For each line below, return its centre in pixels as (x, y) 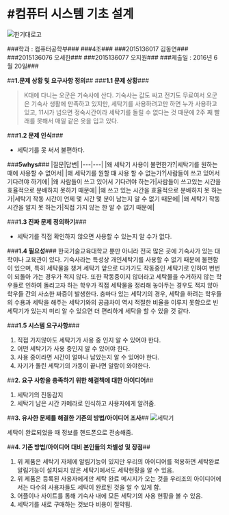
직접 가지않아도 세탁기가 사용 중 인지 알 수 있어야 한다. (89, 340)
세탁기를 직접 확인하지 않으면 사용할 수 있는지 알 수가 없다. (94, 236)
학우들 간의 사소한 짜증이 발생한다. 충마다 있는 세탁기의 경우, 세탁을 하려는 (105, 293)
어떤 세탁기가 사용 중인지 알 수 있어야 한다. (73, 348)
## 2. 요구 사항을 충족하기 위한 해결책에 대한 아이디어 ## (80, 380)
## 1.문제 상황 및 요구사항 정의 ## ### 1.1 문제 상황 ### (78, 80)
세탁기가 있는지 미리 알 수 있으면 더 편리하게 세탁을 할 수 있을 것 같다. (99, 311)
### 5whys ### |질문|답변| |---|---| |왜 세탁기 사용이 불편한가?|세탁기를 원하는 (112, 164)
